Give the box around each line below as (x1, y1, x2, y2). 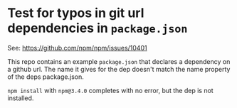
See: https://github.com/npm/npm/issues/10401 (7, 43, 147, 52)
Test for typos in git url (7, 5, 144, 21)
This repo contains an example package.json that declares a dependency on (7, 57, 231, 65)
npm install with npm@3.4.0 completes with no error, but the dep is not (7, 86, 214, 94)
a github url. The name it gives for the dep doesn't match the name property (7, 65, 231, 73)
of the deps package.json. (7, 72, 84, 81)
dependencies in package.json (7, 20, 188, 36)
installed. (7, 94, 34, 102)
